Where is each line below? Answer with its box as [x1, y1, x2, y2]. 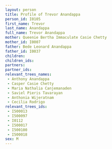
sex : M [5, 137, 19, 142]
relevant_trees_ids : [5, 104, 48, 109]
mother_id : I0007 [5, 40, 41, 45]
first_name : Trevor [5, 21, 45, 26]
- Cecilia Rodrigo [7, 100, 45, 105]
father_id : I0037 [5, 49, 41, 54]
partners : [5, 63, 26, 68]
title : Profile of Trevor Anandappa [5, 12, 80, 17]
